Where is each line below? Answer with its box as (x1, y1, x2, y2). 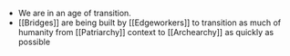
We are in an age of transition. (17, 8, 132, 18)
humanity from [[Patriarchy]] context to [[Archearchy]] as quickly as (17, 27, 274, 37)
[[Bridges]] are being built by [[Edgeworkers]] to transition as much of (17, 17, 281, 28)
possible (17, 36, 51, 47)
